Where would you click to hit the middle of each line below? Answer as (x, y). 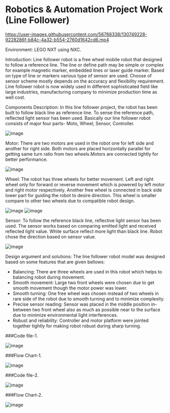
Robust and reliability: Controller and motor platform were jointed (81, 320)
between (22, 310)
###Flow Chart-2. (24, 395)
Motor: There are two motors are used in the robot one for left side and (80, 143)
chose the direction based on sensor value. (51, 237)
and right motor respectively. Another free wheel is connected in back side (83, 190)
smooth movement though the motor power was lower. (70, 288)
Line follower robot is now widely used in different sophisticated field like (82, 86)
